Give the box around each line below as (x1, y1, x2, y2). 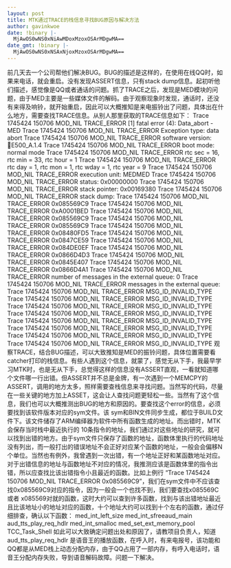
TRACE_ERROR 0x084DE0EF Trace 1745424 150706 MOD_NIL (7, 243, 184, 251)
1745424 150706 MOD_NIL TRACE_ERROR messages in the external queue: (7, 280, 221, 288)
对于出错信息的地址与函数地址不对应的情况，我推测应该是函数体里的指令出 (7, 459, 218, 468)
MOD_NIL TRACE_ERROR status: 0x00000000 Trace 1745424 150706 (7, 177, 204, 186)
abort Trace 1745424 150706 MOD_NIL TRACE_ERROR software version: (7, 134, 212, 142)
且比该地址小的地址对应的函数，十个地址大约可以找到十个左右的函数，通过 (7, 503, 218, 511)
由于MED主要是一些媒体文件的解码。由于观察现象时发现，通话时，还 (19, 94, 214, 102)
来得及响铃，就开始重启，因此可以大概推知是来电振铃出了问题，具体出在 (12, 103, 218, 111)
